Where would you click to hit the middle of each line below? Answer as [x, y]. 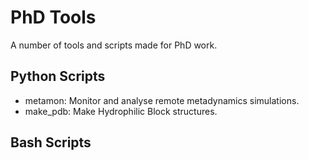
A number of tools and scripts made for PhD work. [114, 45]
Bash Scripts [51, 142]
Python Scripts [58, 76]
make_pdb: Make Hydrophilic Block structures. [121, 111]
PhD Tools [53, 17]
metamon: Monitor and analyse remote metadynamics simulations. [162, 100]
